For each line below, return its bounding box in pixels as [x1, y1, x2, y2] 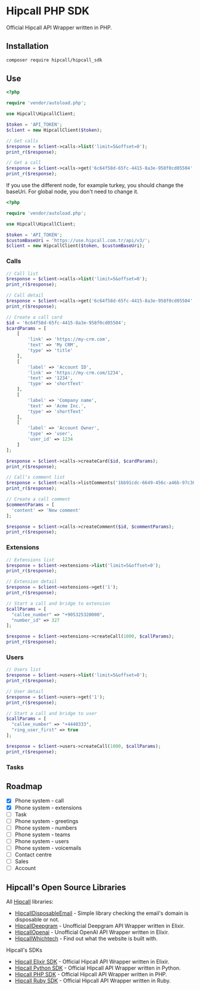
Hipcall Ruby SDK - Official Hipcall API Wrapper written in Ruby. [14, 977, 171, 984]
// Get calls [6, 138, 39, 144]
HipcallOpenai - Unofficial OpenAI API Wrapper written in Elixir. [14, 929, 170, 936]
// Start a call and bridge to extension [6, 601, 111, 607]
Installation [6, 41, 49, 51]
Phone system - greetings [14, 817, 79, 824]
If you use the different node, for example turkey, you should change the [6, 182, 184, 189]
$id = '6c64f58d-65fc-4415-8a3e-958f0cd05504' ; [6, 320, 127, 326]
